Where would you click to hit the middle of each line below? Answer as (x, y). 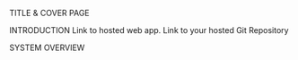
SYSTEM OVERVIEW (47, 47)
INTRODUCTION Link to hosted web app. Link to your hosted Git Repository (149, 30)
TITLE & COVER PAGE (49, 13)
